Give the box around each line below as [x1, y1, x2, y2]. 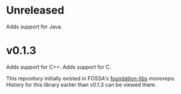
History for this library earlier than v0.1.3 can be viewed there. [6, 81, 157, 88]
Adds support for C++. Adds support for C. [6, 63, 112, 70]
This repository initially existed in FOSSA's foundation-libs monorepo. [6, 74, 176, 82]
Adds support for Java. [6, 23, 63, 30]
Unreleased [6, 4, 65, 17]
